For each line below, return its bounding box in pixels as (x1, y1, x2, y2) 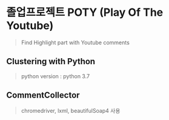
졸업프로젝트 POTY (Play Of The (6, 5, 164, 19)
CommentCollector (6, 90, 80, 101)
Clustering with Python (6, 56, 96, 67)
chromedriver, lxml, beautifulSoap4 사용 (21, 107, 121, 114)
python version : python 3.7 (21, 72, 90, 79)
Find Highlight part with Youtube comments (21, 39, 130, 46)
